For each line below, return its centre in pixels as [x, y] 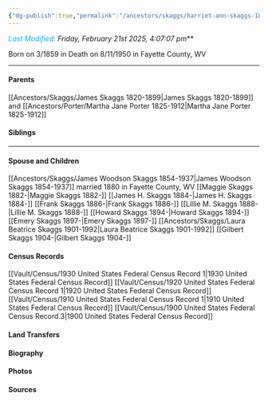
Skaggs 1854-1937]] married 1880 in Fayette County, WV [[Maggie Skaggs [131, 187]
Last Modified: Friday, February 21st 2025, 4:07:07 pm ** [101, 38]
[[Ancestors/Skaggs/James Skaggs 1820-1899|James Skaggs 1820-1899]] [131, 97]
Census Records [36, 256]
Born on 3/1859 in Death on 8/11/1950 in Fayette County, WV [107, 54]
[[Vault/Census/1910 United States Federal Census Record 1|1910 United [126, 300]
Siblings [22, 133]
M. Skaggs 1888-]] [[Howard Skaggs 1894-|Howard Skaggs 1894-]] [138, 212]
